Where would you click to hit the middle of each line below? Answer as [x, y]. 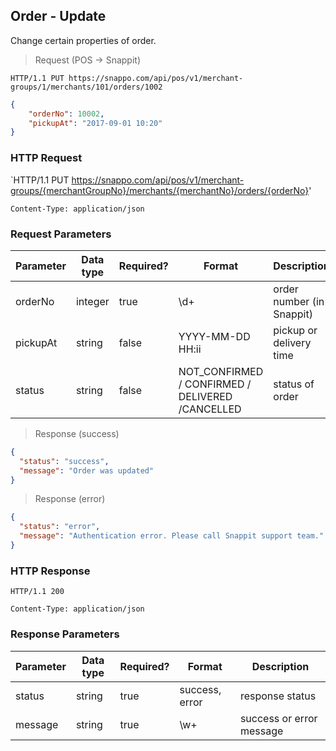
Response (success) [77, 433]
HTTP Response [50, 571]
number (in [299, 301]
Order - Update [58, 16]
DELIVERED [205, 396]
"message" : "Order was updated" [87, 470]
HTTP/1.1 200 [37, 592]
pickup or [295, 330]
